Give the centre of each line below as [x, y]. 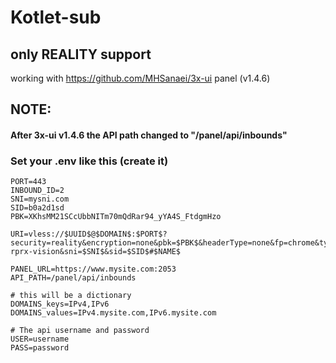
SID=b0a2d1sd [37, 208]
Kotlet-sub [56, 17]
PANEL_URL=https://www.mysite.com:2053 [93, 269]
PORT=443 [28, 182]
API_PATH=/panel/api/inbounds [73, 278]
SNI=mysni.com [40, 199]
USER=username [40, 339]
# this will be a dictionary [71, 296]
